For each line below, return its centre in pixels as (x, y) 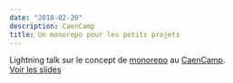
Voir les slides (35, 69)
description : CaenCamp (52, 26)
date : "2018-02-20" (46, 18)
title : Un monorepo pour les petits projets (95, 34)
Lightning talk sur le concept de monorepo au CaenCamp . (117, 60)
